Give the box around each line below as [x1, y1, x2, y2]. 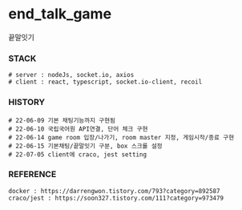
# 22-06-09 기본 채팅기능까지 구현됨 [8, 116, 116, 124]
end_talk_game [8, 5, 112, 23]
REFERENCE [8, 169, 57, 180]
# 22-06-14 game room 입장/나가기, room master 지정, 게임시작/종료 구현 [8, 133, 235, 141]
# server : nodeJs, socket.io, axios [8, 71, 135, 79]
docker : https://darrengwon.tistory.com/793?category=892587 [8, 187, 220, 195]
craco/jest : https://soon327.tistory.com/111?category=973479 [8, 194, 224, 202]
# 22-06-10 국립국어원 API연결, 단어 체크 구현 [8, 125, 148, 133]
